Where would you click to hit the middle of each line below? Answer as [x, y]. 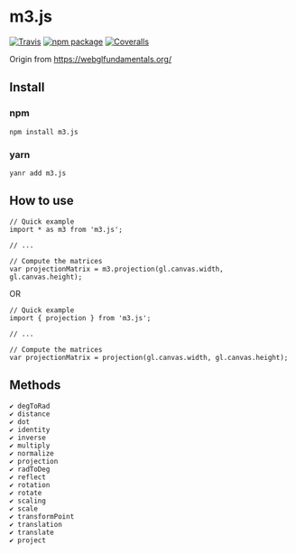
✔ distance [30, 414]
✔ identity [30, 429]
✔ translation [36, 524]
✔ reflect [28, 477]
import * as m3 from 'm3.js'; [66, 229]
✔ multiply [30, 445]
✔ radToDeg [30, 469]
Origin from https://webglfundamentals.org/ [91, 59]
